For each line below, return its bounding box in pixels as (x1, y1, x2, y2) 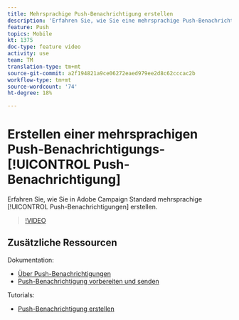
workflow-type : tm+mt (7, 76, 72, 84)
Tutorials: (7, 290, 35, 299)
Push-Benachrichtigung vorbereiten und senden (17, 277, 160, 285)
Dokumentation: (7, 255, 55, 264)
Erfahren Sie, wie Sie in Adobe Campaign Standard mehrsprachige (7, 195, 203, 204)
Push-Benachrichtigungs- (7, 141, 166, 158)
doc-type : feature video (7, 43, 81, 50)
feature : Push (7, 23, 50, 31)
